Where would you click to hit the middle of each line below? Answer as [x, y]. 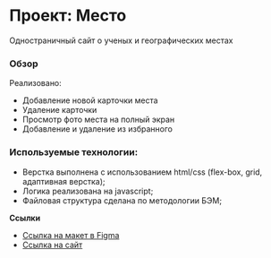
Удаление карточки [59, 110]
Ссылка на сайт [52, 245]
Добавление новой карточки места [90, 100]
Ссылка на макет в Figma [71, 235]
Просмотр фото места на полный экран [98, 120]
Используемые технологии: [74, 152]
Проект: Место [68, 16]
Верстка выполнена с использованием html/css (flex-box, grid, [142, 172]
